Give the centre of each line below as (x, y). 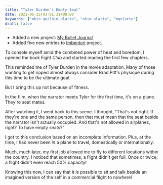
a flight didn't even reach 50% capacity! (46, 162)
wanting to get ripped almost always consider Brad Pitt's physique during (80, 73)
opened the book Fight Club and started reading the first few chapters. (77, 58)
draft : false (19, 23)
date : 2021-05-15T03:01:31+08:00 (40, 14)
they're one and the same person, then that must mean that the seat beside (82, 117)
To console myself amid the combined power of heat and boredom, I (75, 52)
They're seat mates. (25, 102)
